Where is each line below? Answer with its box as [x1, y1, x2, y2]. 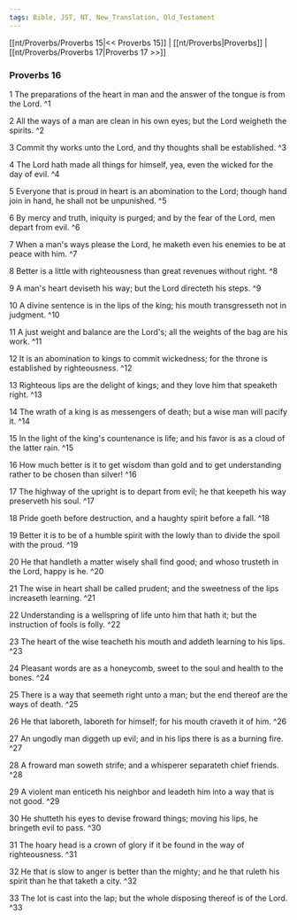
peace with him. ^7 [9, 248, 78, 259]
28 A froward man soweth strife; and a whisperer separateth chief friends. [9, 760, 279, 770]
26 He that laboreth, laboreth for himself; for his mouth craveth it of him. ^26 [9, 715, 287, 727]
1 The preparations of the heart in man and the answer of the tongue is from [9, 89, 286, 99]
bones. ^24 [9, 672, 50, 682]
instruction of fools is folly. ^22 [9, 619, 121, 629]
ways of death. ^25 [9, 698, 79, 709]
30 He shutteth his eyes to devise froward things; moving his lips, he [9, 813, 259, 823]
